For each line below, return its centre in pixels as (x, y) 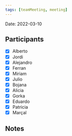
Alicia (18, 90)
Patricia (20, 107)
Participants (24, 39)
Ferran (19, 68)
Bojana (19, 85)
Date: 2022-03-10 (24, 24)
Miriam (19, 73)
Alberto (20, 51)
